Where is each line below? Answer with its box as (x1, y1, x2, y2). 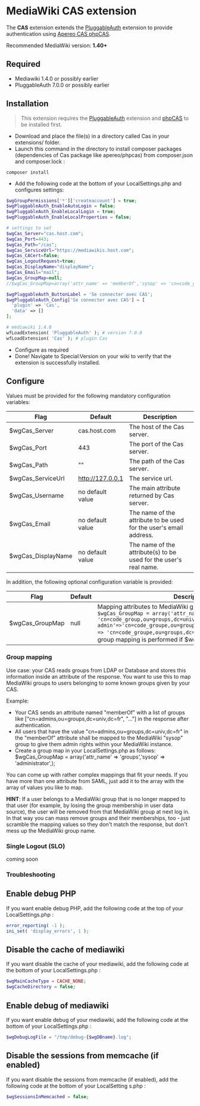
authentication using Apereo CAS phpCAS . (6, 30, 111, 37)
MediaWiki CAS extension (6, 4, 137, 18)
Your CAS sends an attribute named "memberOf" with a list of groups (14, 708, 186, 716)
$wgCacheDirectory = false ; (6, 984, 76, 990)
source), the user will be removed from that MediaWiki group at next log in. (6, 808, 190, 815)
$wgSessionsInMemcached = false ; (6, 1093, 89, 1099)
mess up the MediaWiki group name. (6, 827, 96, 834)
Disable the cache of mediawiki (6, 944, 125, 954)
